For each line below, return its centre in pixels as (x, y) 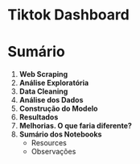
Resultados (39, 117)
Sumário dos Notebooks (60, 134)
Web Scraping (43, 74)
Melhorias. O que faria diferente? (75, 126)
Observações (54, 152)
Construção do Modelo (58, 109)
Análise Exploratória (54, 83)
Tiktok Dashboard (68, 15)
